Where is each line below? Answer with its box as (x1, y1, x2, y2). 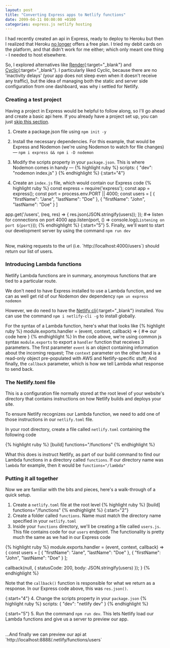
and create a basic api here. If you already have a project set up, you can (5, 113, 158, 119)
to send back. (5, 366, 34, 372)
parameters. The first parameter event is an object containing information (5, 344, 159, 350)
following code (5, 431, 37, 438)
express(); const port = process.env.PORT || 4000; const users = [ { (12, 191, 155, 197)
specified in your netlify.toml (12, 518, 77, 524)
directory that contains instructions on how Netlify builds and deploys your (5, 396, 161, 402)
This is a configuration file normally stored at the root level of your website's (5, 390, 165, 396)
